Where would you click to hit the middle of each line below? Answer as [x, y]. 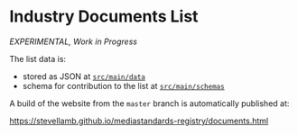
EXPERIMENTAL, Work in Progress [74, 41]
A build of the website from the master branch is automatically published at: [149, 103]
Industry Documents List [104, 17]
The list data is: [37, 58]
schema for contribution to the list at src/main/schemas [123, 85]
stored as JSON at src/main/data [84, 76]
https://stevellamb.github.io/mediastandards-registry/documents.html [139, 121]
